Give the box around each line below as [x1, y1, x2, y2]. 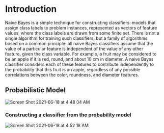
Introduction [5, 3, 57, 15]
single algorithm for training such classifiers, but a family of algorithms [5, 35, 148, 41]
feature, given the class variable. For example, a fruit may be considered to [5, 51, 157, 57]
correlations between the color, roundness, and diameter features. [5, 72, 139, 78]
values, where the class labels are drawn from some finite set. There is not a [5, 30, 160, 36]
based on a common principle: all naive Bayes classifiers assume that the [5, 40, 153, 46]
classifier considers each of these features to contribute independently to [5, 61, 154, 67]
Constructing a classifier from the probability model [5, 111, 132, 118]
